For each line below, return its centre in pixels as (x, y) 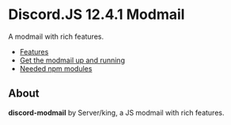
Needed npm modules (56, 68)
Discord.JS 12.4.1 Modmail (97, 15)
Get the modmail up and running (72, 60)
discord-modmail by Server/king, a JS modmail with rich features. (116, 112)
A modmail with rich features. (56, 36)
